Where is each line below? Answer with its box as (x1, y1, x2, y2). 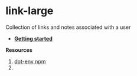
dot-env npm (14, 58, 46, 65)
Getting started (14, 35, 53, 42)
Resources (5, 46, 33, 54)
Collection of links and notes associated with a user (5, 24, 131, 31)
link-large (5, 4, 54, 18)
